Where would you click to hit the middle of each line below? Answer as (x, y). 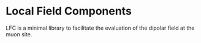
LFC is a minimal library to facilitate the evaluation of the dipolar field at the (100, 28)
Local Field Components (69, 11)
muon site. (19, 34)
